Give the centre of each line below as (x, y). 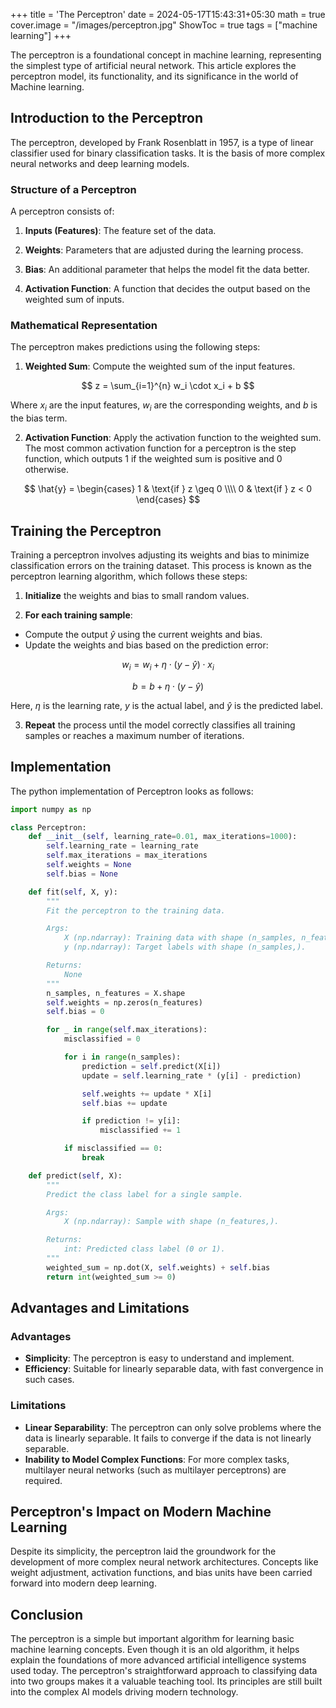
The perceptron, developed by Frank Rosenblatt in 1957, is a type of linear (162, 142)
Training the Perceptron (86, 530)
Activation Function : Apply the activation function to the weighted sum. (173, 438)
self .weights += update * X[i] (147, 1094)
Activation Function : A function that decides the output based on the (167, 289)
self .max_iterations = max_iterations (127, 855)
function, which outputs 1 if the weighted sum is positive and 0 (153, 459)
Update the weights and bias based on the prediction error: (146, 645)
